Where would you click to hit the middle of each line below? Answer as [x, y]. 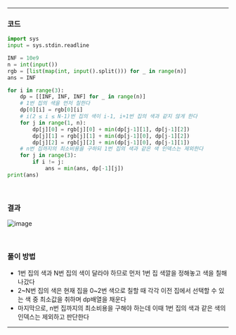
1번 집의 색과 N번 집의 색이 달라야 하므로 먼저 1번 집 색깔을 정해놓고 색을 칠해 [122, 273]
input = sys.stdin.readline [48, 46]
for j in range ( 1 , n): [53, 123]
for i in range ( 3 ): [36, 90]
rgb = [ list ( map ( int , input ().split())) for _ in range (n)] [97, 71]
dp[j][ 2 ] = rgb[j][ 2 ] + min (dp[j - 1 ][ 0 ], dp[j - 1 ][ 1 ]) [111, 142]
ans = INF [22, 78]
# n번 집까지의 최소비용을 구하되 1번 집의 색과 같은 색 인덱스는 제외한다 [112, 149]
